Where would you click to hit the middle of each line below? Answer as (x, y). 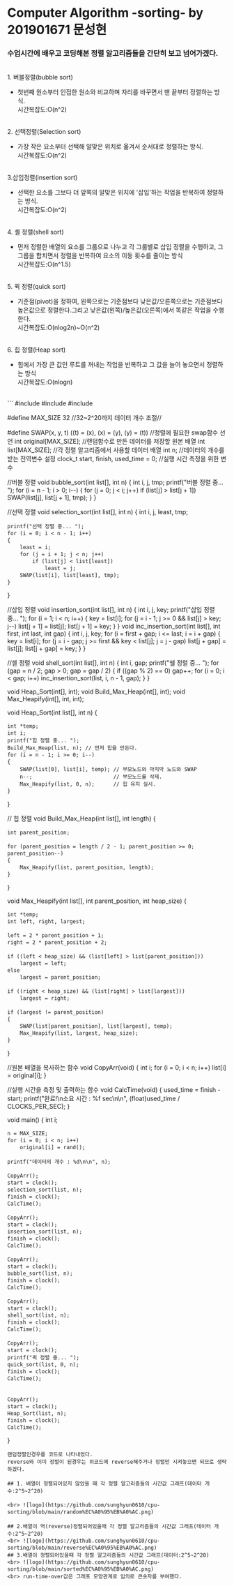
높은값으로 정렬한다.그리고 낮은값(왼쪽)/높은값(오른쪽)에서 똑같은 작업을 (114, 310)
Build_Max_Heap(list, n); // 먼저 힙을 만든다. (72, 748)
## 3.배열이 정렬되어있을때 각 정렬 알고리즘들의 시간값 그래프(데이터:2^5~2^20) (108, 1555)
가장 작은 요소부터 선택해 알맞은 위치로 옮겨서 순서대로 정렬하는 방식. (110, 147)
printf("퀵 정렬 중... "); (44, 1358)
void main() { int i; (32, 1120)
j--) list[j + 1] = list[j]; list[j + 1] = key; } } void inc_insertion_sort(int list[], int (114, 627)
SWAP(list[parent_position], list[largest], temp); (96, 1026)
